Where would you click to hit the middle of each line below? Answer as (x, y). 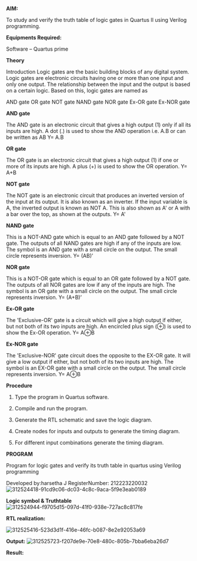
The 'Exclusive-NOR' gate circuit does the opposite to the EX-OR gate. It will (98, 355)
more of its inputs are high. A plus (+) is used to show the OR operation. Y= (97, 166)
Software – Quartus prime (37, 49)
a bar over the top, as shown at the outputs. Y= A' (66, 214)
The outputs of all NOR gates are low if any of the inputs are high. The (91, 285)
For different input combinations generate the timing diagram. (89, 443)
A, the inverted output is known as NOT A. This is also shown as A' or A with (98, 208)
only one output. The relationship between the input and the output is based (98, 84)
